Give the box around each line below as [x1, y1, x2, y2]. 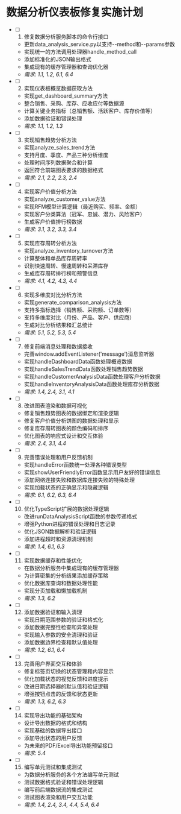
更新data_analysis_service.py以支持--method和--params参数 [23, 40, 176, 48]
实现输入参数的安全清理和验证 [23, 631, 98, 638]
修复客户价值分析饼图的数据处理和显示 [23, 417, 119, 424]
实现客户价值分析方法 [23, 188, 77, 195]
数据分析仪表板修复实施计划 [6, 5, 144, 19]
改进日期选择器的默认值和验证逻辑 [23, 683, 109, 690]
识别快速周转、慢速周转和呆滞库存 [23, 262, 109, 269]
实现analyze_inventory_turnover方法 [23, 247, 114, 254]
